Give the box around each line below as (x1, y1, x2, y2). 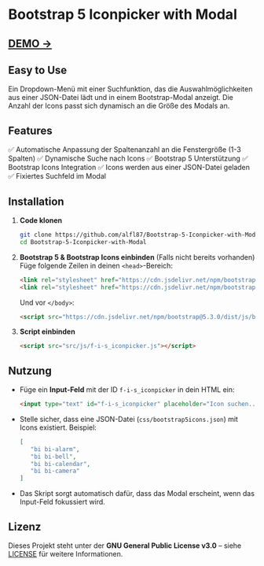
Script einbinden (19, 327, 76, 336)
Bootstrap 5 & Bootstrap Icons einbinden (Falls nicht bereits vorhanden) (19, 252, 255, 261)
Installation (8, 194, 64, 208)
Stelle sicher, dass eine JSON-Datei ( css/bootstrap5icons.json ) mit (19, 414, 238, 424)
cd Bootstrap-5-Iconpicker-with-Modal (19, 238, 147, 246)
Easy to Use (8, 63, 68, 76)
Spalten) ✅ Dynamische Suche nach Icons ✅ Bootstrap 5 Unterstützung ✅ (8, 154, 249, 163)
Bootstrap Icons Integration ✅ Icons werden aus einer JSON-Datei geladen (8, 163, 250, 172)
